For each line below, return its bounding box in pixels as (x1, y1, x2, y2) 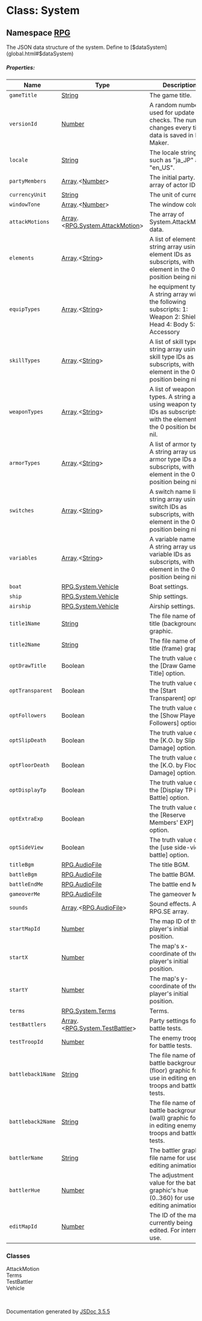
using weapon (149, 400, 189, 408)
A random (149, 101, 177, 109)
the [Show (149, 711, 179, 719)
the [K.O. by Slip (149, 736, 195, 745)
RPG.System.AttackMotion (65, 221, 140, 230)
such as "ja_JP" (149, 156, 194, 164)
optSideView (9, 843, 44, 851)
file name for (149, 1153, 185, 1162)
